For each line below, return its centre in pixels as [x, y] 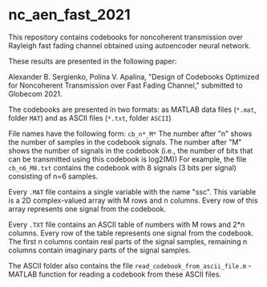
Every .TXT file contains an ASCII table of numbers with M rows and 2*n [127, 224]
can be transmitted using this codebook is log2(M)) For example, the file [127, 159]
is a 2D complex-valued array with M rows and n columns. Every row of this [133, 200]
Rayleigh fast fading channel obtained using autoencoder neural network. [129, 45]
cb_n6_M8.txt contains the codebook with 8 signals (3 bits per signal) [122, 167]
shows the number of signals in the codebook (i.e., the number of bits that [131, 150]
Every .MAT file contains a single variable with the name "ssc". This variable [132, 191]
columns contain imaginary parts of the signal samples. [99, 250]
